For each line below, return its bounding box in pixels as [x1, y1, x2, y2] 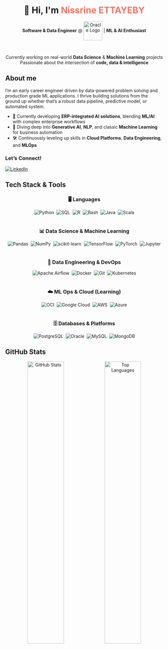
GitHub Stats [5, 348, 46, 356]
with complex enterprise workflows [12, 118, 86, 125]
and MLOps [12, 142, 37, 148]
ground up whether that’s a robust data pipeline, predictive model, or [5, 98, 147, 104]
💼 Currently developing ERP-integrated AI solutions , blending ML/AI [12, 113, 155, 119]
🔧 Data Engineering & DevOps [47, 258, 121, 265]
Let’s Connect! [5, 154, 42, 161]
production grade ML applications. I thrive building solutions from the [5, 92, 148, 99]
